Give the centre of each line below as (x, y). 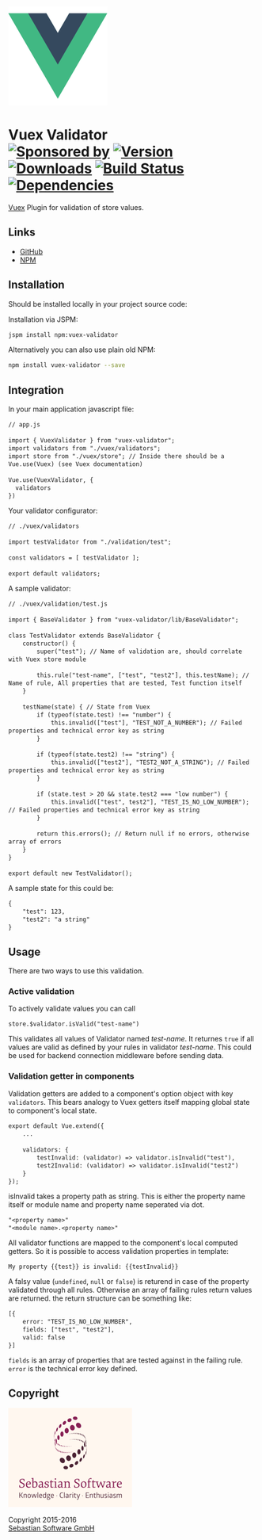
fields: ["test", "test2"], (68, 1329)
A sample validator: (40, 589)
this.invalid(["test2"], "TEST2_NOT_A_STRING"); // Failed (150, 762)
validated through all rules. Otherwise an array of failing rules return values (130, 1290)
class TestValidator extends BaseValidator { (84, 636)
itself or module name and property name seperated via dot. (106, 1204)
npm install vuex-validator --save (67, 365)
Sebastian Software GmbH (51, 1528)
